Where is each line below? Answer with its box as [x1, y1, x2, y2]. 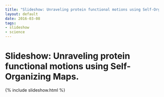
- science [5, 30, 25, 34]
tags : [5, 20, 16, 26]
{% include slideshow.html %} [5, 87, 65, 93]
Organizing [5, 71, 51, 82]
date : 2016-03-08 [5, 16, 41, 21]
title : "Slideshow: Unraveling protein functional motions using [5, 7, 141, 12]
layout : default [5, 12, 38, 16]
